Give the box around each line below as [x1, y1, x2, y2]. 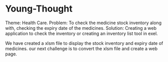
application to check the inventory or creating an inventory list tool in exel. [5, 30, 158, 36]
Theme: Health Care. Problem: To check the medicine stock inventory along [5, 20, 162, 26]
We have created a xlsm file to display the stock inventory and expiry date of [5, 40, 163, 46]
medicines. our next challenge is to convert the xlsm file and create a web [5, 45, 158, 51]
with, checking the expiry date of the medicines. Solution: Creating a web [5, 25, 157, 31]
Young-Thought [5, 3, 73, 15]
